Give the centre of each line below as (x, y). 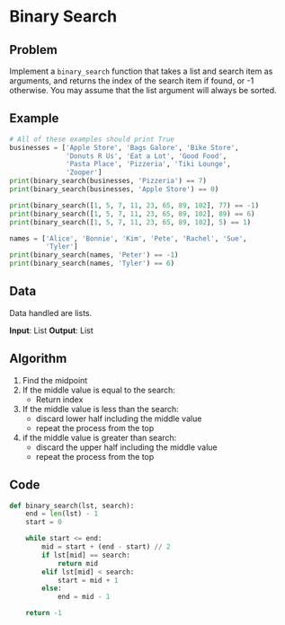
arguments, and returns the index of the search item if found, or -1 (132, 81)
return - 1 (44, 613)
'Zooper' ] (84, 172)
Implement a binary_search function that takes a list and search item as (141, 71)
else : (52, 589)
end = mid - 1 (84, 597)
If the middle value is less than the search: (101, 409)
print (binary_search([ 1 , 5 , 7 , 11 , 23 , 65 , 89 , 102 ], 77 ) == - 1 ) (134, 205)
